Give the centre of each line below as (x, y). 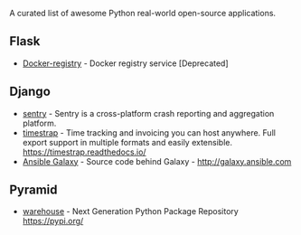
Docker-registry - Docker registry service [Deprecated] (125, 63)
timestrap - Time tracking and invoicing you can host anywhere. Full (149, 132)
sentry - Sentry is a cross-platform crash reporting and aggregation (148, 113)
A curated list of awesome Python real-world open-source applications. (143, 13)
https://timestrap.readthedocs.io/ (84, 152)
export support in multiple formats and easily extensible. (127, 142)
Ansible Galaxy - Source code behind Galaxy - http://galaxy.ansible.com (157, 161)
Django (30, 92)
